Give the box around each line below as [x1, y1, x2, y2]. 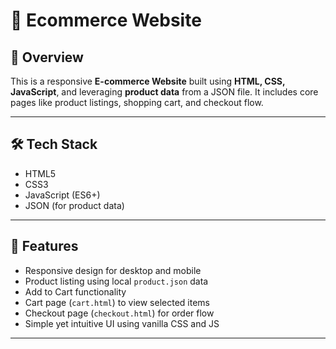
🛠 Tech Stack [10, 136, 98, 153]
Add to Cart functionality [24, 285, 127, 298]
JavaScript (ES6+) [24, 189, 101, 201]
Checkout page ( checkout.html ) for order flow [24, 307, 215, 319]
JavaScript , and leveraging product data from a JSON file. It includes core [10, 86, 319, 98]
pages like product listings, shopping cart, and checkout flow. [10, 97, 264, 108]
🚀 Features [10, 238, 79, 255]
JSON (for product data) [24, 199, 125, 211]
